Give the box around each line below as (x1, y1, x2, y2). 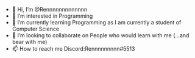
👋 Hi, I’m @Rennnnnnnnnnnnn (12, 6, 88, 13)
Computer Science (12, 25, 60, 32)
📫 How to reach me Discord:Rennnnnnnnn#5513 (12, 45, 135, 52)
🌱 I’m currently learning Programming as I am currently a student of (12, 19, 182, 26)
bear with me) (12, 38, 48, 45)
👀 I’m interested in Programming (12, 12, 93, 20)
